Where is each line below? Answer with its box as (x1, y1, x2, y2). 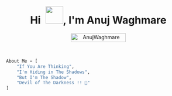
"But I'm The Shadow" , (16, 74, 72, 80)
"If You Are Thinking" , (16, 63, 75, 70)
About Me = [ (6, 58, 38, 64)
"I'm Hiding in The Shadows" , (16, 69, 91, 75)
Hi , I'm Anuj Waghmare (30, 13, 167, 27)
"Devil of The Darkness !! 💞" (16, 80, 91, 86)
